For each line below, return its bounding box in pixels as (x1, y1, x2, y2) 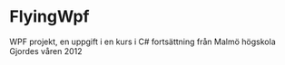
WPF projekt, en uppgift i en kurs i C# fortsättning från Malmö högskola (9, 36, 276, 47)
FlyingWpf (9, 6, 90, 27)
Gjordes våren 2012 (9, 45, 84, 56)
